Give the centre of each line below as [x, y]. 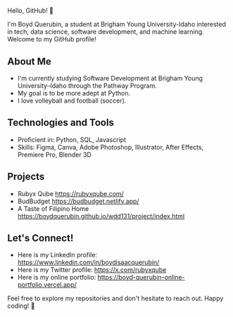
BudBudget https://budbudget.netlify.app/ [78, 201]
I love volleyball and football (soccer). [72, 101]
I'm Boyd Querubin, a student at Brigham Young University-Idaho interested [117, 25]
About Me [29, 62]
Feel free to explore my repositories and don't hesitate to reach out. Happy [115, 299]
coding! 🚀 [21, 306]
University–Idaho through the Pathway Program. [87, 86]
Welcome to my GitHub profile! [52, 39]
